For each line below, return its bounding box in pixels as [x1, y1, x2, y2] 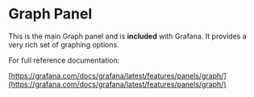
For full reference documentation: [8, 55, 120, 65]
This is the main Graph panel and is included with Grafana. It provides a [8, 31, 248, 41]
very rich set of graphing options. [8, 39, 119, 49]
